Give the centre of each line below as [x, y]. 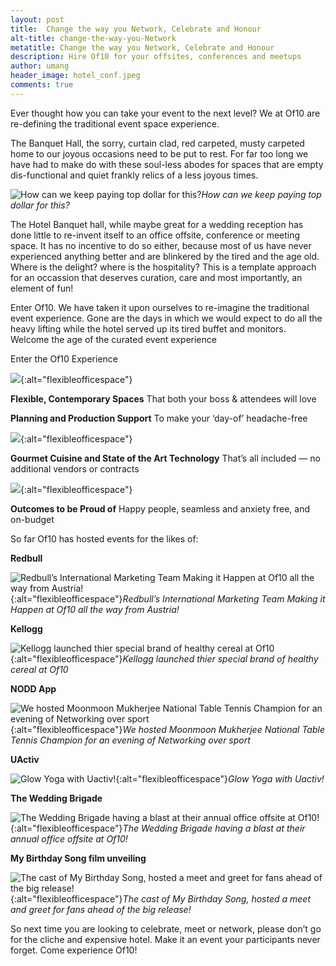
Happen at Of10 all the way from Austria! [95, 609]
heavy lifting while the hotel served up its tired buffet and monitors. [148, 328]
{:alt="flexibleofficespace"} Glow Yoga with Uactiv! [220, 778]
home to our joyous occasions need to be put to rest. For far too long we [159, 153]
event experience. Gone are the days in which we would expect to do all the [166, 318]
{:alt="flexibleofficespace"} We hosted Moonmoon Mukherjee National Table [167, 729]
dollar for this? [40, 205]
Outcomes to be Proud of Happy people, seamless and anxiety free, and [160, 508]
